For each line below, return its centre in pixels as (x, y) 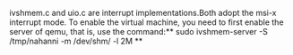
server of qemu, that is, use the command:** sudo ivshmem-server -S (139, 31)
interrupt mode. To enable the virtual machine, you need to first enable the (146, 22)
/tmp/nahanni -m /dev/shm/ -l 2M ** (76, 41)
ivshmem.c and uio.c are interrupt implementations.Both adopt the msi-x (143, 13)
